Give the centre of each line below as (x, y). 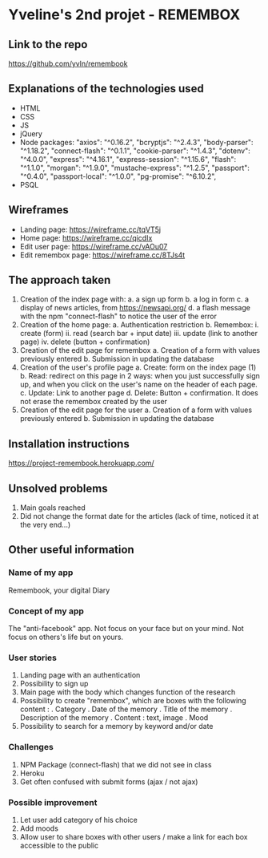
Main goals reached (52, 508)
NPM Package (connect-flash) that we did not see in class (116, 764)
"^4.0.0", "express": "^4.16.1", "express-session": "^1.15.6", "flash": (128, 159)
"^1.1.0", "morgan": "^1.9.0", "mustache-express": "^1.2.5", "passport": (135, 168)
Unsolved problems (58, 488)
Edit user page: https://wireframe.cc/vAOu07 (94, 246)
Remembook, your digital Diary (59, 590)
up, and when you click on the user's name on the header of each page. (138, 384)
